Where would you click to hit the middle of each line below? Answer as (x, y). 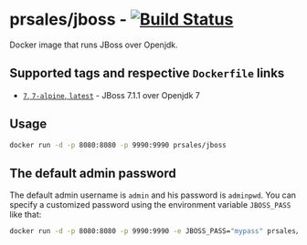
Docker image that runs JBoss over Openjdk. (94, 45)
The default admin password (93, 173)
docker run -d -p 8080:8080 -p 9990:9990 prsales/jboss (118, 145)
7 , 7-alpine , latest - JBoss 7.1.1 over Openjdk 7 (111, 95)
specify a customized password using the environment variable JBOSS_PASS (150, 205)
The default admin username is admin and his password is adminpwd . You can (153, 195)
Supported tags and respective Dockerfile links (147, 73)
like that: (26, 215)
